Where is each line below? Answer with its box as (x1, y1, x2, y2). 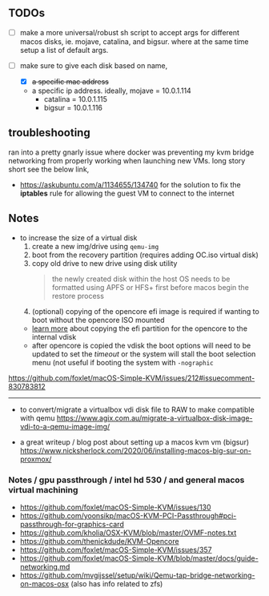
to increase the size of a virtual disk (19, 232, 138, 243)
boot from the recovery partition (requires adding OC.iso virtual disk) (31, 250, 259, 260)
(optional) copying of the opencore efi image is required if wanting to (31, 306, 260, 316)
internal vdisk (31, 332, 77, 341)
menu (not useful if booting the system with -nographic (31, 357, 214, 367)
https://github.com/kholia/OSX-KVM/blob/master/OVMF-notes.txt (19, 528, 237, 538)
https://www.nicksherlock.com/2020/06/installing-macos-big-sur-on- (19, 445, 252, 455)
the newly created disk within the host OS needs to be (51, 274, 231, 284)
